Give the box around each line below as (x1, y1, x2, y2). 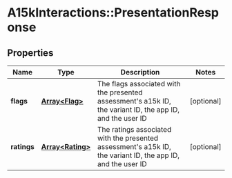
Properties (7, 47, 54, 59)
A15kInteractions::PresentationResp (7, 5, 220, 21)
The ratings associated (97, 125, 172, 134)
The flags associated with (97, 79, 181, 88)
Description (120, 68, 160, 77)
